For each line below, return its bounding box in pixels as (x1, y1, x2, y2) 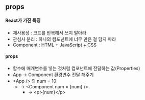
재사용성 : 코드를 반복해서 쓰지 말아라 (12, 29, 87, 36)
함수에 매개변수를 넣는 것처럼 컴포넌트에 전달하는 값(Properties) (12, 65, 140, 71)
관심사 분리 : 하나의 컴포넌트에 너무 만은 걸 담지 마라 (12, 36, 116, 42)
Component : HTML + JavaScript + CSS (12, 42, 97, 48)
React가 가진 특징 (5, 17, 41, 23)
